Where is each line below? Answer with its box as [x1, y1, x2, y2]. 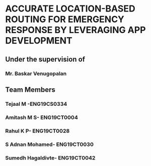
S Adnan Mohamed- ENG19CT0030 [5, 141, 94, 148]
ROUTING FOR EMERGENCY [5, 14, 125, 25]
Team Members [5, 85, 55, 94]
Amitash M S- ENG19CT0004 [5, 114, 78, 121]
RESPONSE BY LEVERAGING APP [5, 25, 146, 36]
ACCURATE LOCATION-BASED [5, 3, 135, 15]
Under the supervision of [5, 55, 86, 63]
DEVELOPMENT [5, 35, 73, 47]
